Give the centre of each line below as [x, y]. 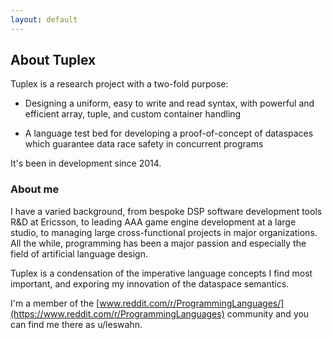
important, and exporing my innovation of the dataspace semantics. [150, 283]
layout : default [44, 19]
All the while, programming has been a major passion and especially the [158, 243]
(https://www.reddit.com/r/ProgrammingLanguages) [117, 313]
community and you [268, 313]
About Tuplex [53, 60]
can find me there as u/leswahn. [76, 324]
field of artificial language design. [79, 253]
